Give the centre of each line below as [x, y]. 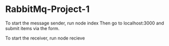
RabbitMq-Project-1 [48, 9]
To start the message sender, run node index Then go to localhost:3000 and [85, 23]
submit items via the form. [32, 28]
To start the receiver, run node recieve [45, 38]
